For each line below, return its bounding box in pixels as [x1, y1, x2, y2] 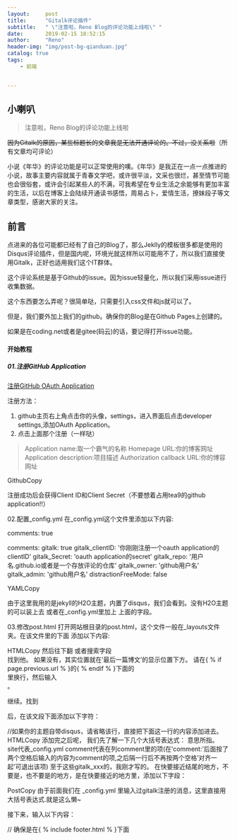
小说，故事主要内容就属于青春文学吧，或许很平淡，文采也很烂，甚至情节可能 [7, 171, 230, 180]
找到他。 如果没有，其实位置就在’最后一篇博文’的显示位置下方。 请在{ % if [7, 655, 222, 664]
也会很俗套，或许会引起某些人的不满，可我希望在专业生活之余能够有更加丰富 [7, 180, 230, 188]
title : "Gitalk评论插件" [7, 17, 92, 24]
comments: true [7, 529, 54, 537]
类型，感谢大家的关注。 [13, 197, 82, 206]
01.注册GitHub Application [7, 362, 86, 371]
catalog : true [7, 50, 49, 57]
